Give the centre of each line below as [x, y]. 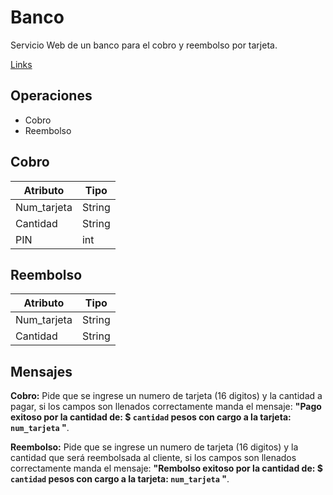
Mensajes [41, 371]
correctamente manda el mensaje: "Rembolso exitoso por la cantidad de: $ [166, 468]
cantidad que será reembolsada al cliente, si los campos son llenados [153, 458]
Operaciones [51, 96]
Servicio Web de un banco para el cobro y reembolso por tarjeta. [144, 45]
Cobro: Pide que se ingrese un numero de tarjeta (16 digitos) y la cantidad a [166, 396]
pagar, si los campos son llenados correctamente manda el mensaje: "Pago [166, 407]
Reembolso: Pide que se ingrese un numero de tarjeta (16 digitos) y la [154, 447]
